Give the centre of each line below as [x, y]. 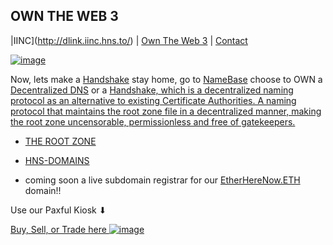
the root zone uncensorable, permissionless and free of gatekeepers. [153, 121]
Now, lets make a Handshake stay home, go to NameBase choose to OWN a [166, 79]
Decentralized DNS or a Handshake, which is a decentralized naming [152, 90]
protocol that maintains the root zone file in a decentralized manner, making [166, 111]
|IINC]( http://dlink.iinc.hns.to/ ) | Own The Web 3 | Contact [129, 40]
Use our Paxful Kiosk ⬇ [58, 210]
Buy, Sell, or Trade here [58, 229]
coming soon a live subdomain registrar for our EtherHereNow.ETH [162, 180]
